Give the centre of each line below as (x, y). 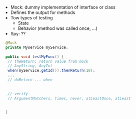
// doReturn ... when (30, 80)
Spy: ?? (18, 34)
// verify (18, 94)
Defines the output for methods (43, 12)
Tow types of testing (31, 18)
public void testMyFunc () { (34, 57)
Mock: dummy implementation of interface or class (63, 7)
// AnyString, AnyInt (30, 66)
